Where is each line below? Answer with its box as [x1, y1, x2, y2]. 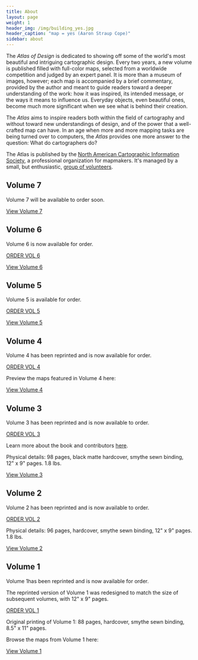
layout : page [6, 14, 38, 20]
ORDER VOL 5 [6, 308, 40, 315]
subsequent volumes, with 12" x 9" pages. [6, 595, 109, 602]
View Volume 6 [6, 263, 43, 270]
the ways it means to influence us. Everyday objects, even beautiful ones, [6, 96, 186, 103]
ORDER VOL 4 [6, 363, 40, 370]
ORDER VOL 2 [6, 515, 40, 522]
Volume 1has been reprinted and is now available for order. [6, 577, 149, 584]
